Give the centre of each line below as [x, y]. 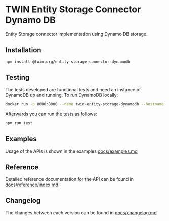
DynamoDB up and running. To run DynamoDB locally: [62, 95]
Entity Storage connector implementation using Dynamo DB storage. [76, 34]
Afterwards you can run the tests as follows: [51, 114]
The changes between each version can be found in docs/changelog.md [81, 213]
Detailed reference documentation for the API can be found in [70, 179]
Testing [17, 77]
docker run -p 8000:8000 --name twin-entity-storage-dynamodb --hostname [85, 104]
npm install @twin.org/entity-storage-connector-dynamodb [68, 62]
